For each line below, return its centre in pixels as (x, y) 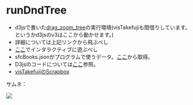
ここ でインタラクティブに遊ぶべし (56, 49)
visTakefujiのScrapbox (42, 71)
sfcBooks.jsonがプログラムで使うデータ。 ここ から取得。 (84, 57)
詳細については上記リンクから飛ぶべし (61, 42)
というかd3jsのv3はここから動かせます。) (64, 35)
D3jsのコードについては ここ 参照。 (57, 64)
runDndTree (37, 10)
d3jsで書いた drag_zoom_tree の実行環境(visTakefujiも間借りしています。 (102, 27)
